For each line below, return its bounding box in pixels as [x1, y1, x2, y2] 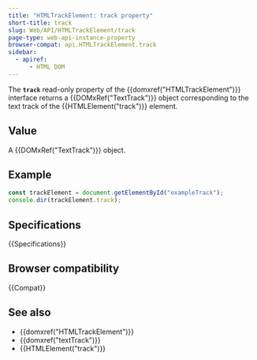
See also [8, 306, 51, 320]
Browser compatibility [8, 262, 120, 276]
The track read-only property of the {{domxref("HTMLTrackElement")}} [8, 84, 241, 94]
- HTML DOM [28, 63, 65, 71]
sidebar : [8, 48, 37, 56]
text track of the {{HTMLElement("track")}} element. [8, 101, 178, 111]
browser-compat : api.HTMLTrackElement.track [8, 41, 157, 49]
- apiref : [15, 56, 47, 64]
